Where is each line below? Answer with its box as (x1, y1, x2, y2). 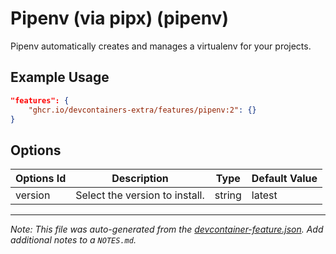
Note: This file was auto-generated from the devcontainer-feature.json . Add (10, 223, 324, 236)
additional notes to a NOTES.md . (10, 234, 137, 246)
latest (251, 188, 278, 202)
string (214, 188, 242, 202)
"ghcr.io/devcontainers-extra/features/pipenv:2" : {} (28, 105, 257, 115)
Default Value (251, 172, 318, 186)
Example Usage (10, 69, 110, 86)
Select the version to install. (75, 188, 205, 202)
